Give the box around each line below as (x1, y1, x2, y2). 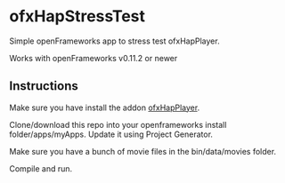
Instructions (9, 78, 78, 94)
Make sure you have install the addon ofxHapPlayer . (9, 102, 200, 113)
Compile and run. (9, 163, 73, 174)
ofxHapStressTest (9, 6, 145, 27)
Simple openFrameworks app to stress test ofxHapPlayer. (9, 36, 220, 46)
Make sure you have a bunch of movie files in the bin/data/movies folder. (9, 146, 277, 156)
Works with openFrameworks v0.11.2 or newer (9, 52, 178, 63)
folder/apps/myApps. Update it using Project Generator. (9, 129, 214, 139)
